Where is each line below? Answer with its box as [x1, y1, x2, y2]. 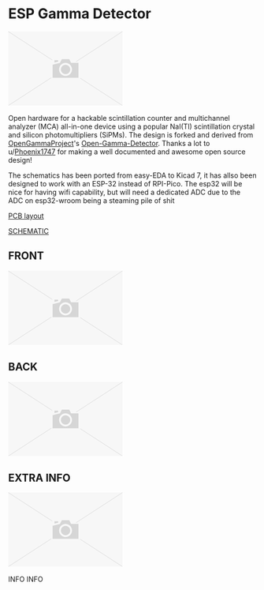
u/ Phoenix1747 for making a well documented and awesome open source [8, 147, 246, 156]
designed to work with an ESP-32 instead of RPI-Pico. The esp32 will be [8, 179, 243, 188]
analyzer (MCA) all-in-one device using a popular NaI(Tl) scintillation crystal [8, 122, 255, 131]
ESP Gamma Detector [8, 5, 151, 23]
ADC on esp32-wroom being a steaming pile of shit [8, 195, 175, 205]
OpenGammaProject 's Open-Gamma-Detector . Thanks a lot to [8, 138, 210, 148]
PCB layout [8, 211, 45, 220]
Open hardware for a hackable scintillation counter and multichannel [8, 113, 230, 122]
